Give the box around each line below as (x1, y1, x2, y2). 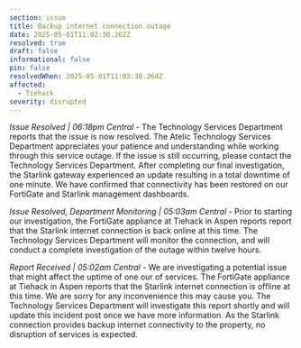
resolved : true (9, 38, 67, 48)
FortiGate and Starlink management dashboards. (9, 188, 190, 199)
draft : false (9, 47, 59, 56)
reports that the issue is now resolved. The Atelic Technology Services (9, 132, 272, 142)
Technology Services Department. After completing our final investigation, (9, 160, 286, 171)
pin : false (9, 64, 50, 73)
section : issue (9, 13, 67, 23)
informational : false (9, 55, 91, 64)
